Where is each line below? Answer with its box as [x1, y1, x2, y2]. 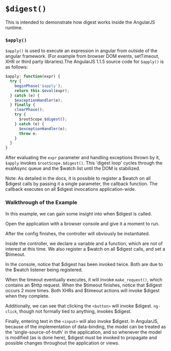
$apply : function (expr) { [5, 74, 60, 79]
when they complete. [5, 293, 50, 299]
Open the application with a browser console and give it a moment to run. [5, 221, 160, 227]
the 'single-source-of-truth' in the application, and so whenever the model [5, 329, 162, 335]
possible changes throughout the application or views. [5, 340, 120, 346]
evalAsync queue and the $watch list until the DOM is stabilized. [5, 165, 140, 171]
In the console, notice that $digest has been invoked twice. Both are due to [5, 261, 163, 267]
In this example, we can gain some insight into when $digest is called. [5, 210, 152, 216]
